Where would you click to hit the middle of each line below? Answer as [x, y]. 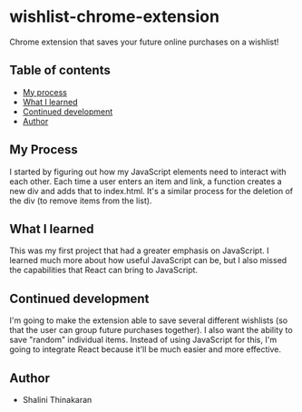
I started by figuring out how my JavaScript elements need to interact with [148, 172]
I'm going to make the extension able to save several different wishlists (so [149, 320]
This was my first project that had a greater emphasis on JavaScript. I [139, 250]
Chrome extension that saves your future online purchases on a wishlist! [144, 42]
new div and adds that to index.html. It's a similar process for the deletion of [151, 191]
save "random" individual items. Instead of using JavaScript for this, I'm [143, 340]
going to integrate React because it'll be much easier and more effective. [146, 349]
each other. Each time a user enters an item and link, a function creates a [146, 181]
